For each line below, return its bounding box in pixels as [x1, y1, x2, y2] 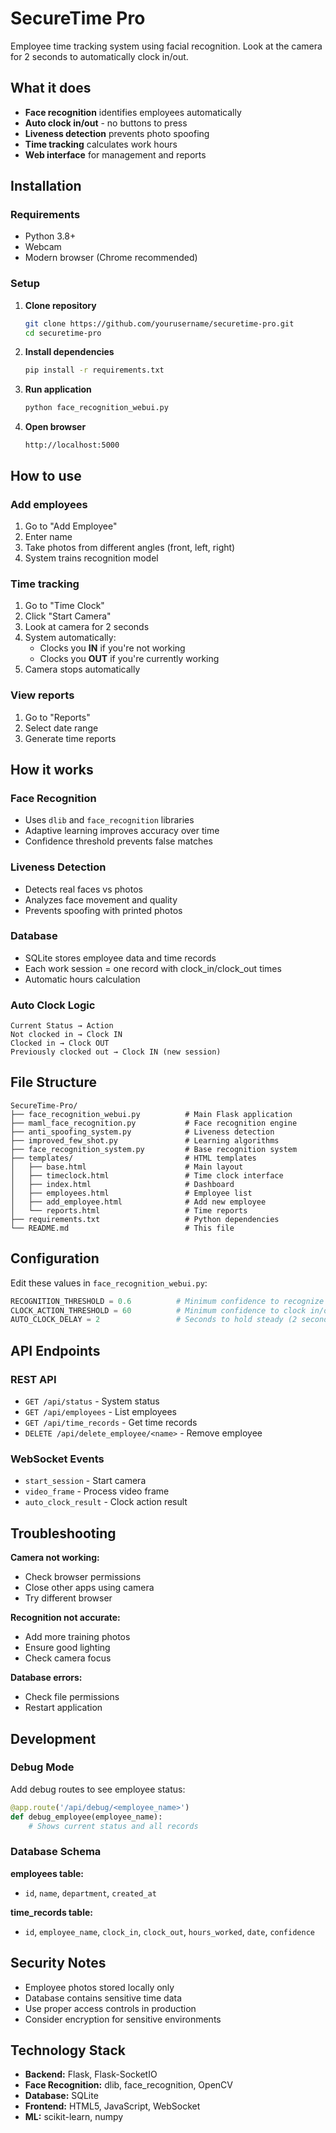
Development [10, 1730, 97, 1747]
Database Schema [10, 1845, 102, 1859]
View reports [10, 688, 75, 702]
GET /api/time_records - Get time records [24, 1417, 198, 1429]
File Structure [10, 1074, 97, 1091]
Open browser [24, 421, 87, 433]
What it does [10, 80, 92, 97]
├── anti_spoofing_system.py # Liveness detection [10, 1127, 275, 1137]
